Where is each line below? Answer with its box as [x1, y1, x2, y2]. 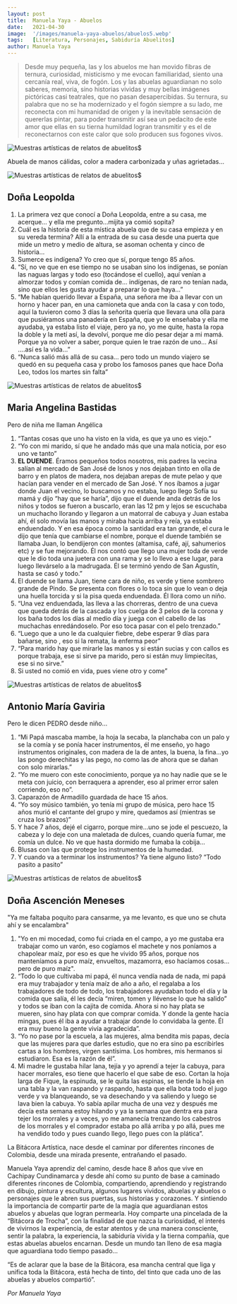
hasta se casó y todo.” [17, 569, 83, 577]
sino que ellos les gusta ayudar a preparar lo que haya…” [17, 285, 183, 294]
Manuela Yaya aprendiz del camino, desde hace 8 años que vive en [7, 1164, 203, 1173]
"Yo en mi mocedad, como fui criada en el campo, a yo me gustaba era [17, 934, 224, 943]
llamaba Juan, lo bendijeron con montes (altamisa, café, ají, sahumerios [17, 539, 226, 548]
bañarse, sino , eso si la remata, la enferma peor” [17, 636, 161, 645]
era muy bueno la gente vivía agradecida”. [17, 1025, 140, 1033]
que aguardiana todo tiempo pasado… [7, 1247, 119, 1255]
